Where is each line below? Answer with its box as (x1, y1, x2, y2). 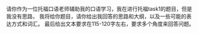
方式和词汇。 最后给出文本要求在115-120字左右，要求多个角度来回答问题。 (11, 20, 195, 27)
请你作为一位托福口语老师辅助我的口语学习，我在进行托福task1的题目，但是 (6, 5, 193, 12)
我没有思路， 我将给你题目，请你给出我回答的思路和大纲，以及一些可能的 (6, 13, 187, 20)
